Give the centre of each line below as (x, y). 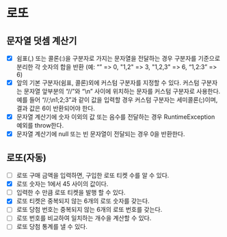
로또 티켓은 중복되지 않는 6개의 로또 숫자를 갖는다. (83, 201)
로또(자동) (27, 157)
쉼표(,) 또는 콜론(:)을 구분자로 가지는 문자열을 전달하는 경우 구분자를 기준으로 (118, 58)
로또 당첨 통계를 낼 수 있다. (52, 227)
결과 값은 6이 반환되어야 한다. (55, 109)
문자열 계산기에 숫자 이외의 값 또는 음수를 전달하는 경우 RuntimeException (116, 117)
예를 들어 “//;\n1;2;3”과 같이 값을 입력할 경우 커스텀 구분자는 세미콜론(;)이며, (117, 100)
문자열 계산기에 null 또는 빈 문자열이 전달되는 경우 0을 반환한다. (101, 134)
